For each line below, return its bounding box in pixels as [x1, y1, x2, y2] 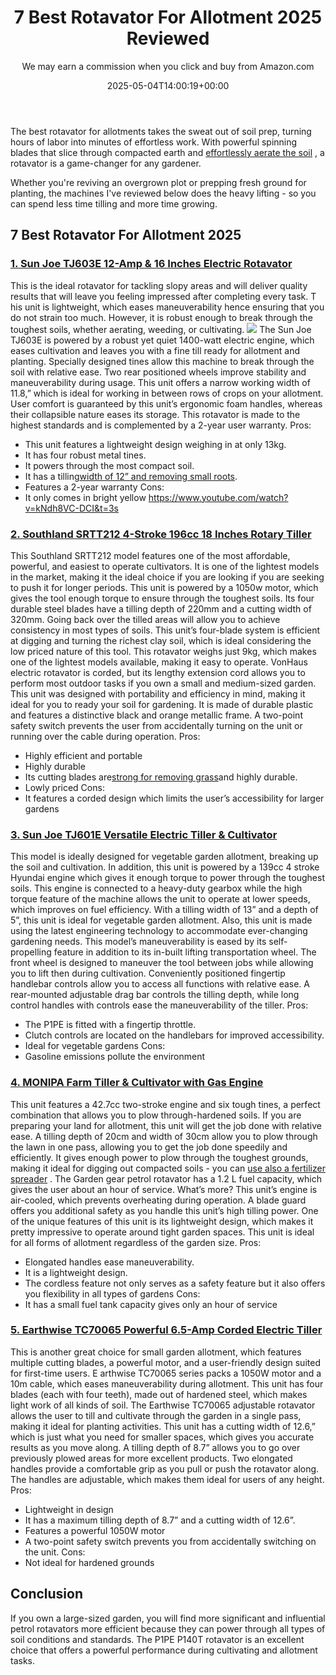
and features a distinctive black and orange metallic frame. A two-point [10, 709, 303, 721]
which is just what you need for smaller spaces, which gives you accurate [10, 1431, 315, 1443]
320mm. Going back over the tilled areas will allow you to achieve [10, 613, 281, 625]
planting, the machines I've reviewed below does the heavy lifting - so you [10, 187, 317, 199]
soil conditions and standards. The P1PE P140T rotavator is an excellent [10, 1633, 305, 1645]
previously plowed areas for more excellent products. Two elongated [10, 1452, 293, 1464]
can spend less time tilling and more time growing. [10, 197, 218, 210]
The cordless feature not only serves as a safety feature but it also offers [24, 1277, 326, 1289]
